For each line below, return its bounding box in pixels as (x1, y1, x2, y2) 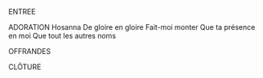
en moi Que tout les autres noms (8, 31, 117, 40)
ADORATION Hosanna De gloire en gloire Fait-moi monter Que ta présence (8, 23, 256, 31)
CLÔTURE (8, 62, 42, 72)
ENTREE (8, 7, 36, 16)
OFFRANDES (8, 47, 51, 55)
